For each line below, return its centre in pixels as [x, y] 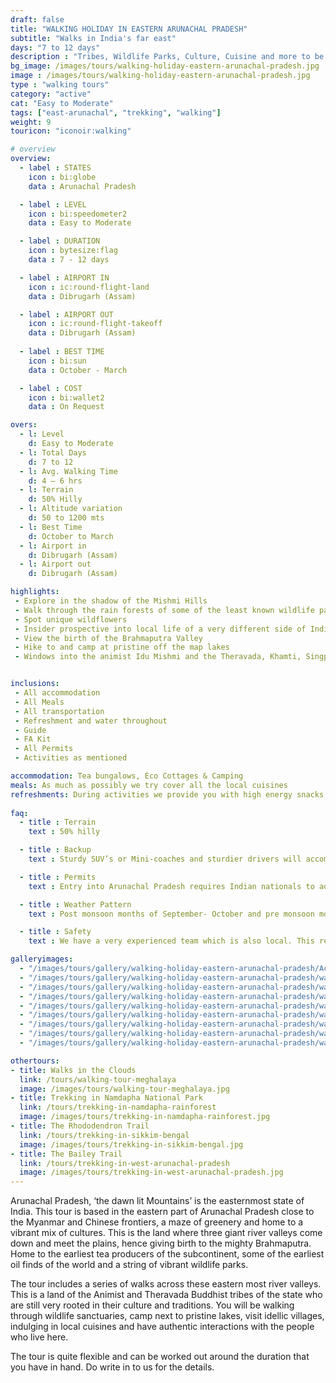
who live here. [39, 1337]
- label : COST [51, 388]
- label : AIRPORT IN [64, 277]
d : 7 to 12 [51, 462]
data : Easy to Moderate [80, 223]
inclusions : [35, 684]
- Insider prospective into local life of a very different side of [160, 629]
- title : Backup [55, 850]
